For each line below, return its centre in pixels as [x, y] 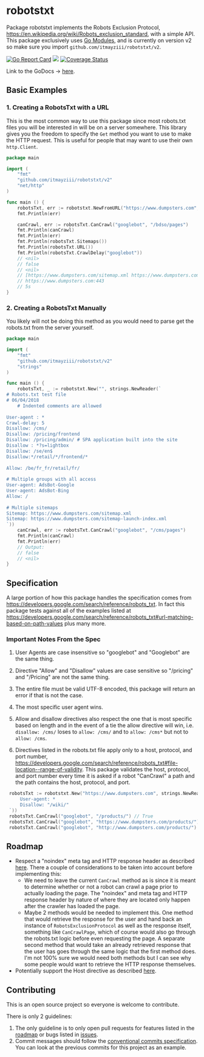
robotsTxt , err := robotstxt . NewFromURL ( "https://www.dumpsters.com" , [108, 208]
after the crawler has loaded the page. [72, 906]
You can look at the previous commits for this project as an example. [101, 1048]
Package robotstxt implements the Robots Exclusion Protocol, [83, 27]
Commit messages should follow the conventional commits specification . [106, 1041]
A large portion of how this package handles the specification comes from [99, 598]
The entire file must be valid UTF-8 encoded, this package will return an [105, 689]
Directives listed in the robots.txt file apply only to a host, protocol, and [104, 750]
